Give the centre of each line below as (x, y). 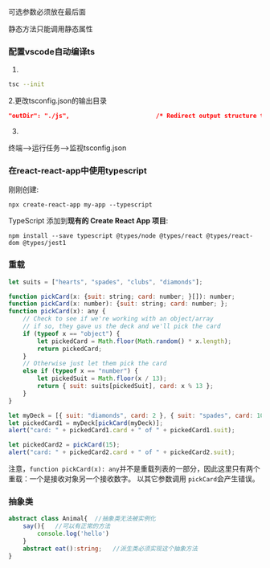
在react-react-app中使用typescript (78, 170)
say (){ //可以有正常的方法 (67, 526)
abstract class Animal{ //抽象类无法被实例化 (82, 519)
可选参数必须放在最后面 (47, 12)
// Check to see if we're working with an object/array (119, 319)
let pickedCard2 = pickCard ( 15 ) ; (64, 445)
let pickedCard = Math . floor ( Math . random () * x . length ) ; (135, 341)
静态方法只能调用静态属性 (51, 29)
